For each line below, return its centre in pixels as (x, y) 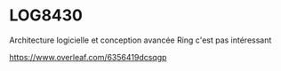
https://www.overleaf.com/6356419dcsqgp (88, 57)
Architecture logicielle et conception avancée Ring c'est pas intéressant (140, 40)
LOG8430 (46, 16)
